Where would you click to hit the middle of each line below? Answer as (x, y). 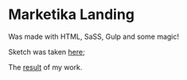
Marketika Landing (72, 15)
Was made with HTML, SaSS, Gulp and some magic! (94, 36)
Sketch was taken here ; (47, 51)
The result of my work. (45, 67)
